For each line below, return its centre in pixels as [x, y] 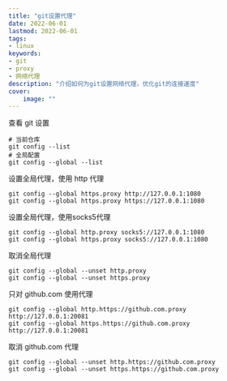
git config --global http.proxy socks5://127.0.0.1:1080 [107, 233]
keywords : [25, 54]
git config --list [39, 147]
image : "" [40, 99]
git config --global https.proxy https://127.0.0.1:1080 [107, 201]
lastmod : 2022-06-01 [43, 31]
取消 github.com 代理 [44, 347]
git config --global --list [56, 163]
